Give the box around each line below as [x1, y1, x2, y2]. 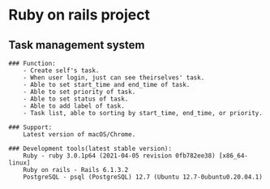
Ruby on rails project [8, 6, 150, 24]
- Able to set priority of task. [23, 88, 136, 96]
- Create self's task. [23, 67, 100, 75]
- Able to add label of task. [23, 102, 126, 110]
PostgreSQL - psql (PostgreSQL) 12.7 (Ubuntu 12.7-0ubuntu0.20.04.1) [23, 173, 264, 181]
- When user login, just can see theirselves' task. [23, 74, 205, 82]
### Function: [8, 59, 57, 67]
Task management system [8, 38, 145, 52]
